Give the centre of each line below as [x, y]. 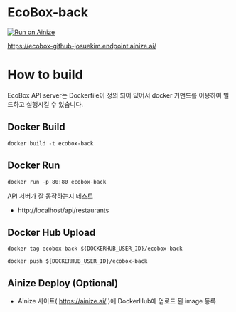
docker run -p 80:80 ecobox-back [57, 182]
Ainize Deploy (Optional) [63, 283]
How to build [45, 75]
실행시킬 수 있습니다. [55, 104]
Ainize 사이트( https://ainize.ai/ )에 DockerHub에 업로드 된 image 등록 [117, 301]
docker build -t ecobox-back [50, 143]
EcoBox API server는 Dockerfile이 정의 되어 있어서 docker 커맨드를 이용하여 [114, 95]
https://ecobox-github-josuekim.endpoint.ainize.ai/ [82, 46]
